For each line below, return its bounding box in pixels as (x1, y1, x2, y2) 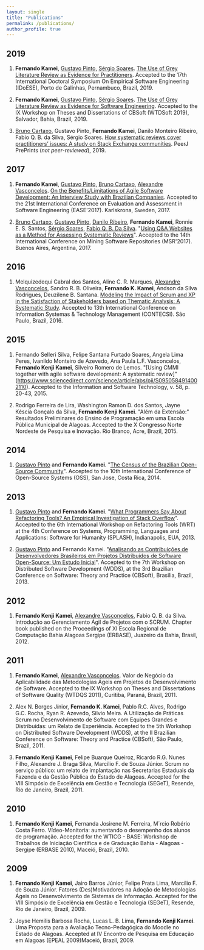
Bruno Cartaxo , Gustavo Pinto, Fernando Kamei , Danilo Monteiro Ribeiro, (15, 127, 199, 135)
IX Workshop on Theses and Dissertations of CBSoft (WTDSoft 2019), (15, 109, 189, 116)
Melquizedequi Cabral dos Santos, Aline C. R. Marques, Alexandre (15, 278, 180, 285)
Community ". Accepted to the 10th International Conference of (34, 468, 191, 475)
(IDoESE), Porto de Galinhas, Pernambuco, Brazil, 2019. (15, 84, 154, 91)
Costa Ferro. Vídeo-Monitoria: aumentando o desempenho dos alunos (15, 826, 191, 834)
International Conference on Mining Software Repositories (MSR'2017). (15, 237, 192, 245)
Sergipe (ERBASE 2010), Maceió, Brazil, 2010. (15, 846, 129, 853)
